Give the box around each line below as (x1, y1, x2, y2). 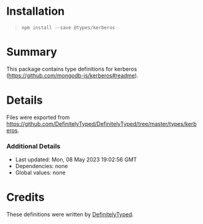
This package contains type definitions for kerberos (6, 65, 137, 72)
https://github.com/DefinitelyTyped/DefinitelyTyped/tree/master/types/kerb (6, 120, 197, 127)
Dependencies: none (15, 163, 69, 170)
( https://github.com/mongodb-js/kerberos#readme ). (6, 72, 139, 79)
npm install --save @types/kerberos (21, 25, 115, 31)
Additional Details (6, 142, 61, 150)
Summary (6, 45, 57, 59)
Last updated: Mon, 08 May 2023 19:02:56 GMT (15, 156, 137, 163)
